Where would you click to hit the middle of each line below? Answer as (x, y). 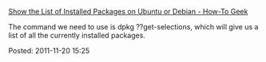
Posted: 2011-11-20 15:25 (49, 50)
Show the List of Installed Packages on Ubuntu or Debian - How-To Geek (128, 12)
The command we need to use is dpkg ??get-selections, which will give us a (133, 27)
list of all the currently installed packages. (77, 35)
